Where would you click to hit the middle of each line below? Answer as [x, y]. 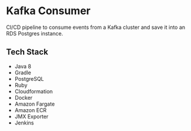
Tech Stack [27, 52]
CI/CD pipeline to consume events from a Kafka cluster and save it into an [96, 27]
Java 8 [23, 66]
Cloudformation [34, 91]
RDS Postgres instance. [35, 33]
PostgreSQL [29, 78]
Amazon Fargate [34, 104]
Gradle [23, 73]
